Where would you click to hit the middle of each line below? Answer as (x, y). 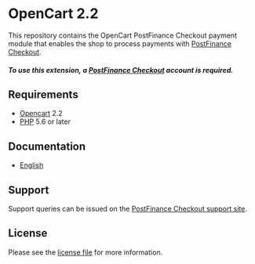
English (31, 165)
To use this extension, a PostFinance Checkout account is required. (121, 70)
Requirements (43, 94)
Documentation (47, 146)
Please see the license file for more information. (86, 252)
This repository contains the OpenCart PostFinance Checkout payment (123, 35)
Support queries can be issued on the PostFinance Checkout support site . (127, 208)
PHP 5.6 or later (45, 121)
